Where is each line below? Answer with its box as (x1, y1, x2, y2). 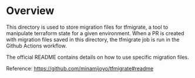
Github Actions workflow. (6, 42, 68, 49)
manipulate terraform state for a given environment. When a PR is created (6, 29, 184, 36)
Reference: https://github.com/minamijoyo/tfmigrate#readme (6, 65, 154, 72)
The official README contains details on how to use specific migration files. (6, 53, 189, 60)
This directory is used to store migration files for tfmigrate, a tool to (6, 23, 169, 30)
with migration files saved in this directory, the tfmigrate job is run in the (6, 36, 180, 43)
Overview (6, 4, 55, 18)
